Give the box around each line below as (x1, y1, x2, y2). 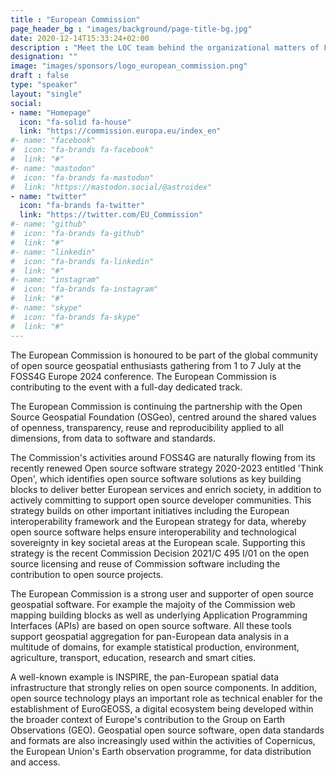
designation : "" (10, 52, 78, 62)
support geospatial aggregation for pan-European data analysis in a (10, 630, 290, 642)
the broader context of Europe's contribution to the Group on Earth (10, 713, 286, 725)
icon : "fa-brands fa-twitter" (19, 201, 145, 211)
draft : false (10, 71, 70, 81)
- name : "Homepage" (10, 107, 92, 118)
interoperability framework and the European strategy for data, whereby (10, 515, 307, 527)
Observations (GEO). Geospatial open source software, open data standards (10, 724, 325, 736)
